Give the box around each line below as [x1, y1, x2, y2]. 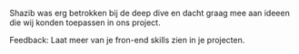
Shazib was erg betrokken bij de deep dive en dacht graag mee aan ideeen [9, 8, 291, 18]
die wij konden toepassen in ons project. [9, 17, 161, 28]
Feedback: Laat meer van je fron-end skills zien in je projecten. [9, 35, 245, 45]
